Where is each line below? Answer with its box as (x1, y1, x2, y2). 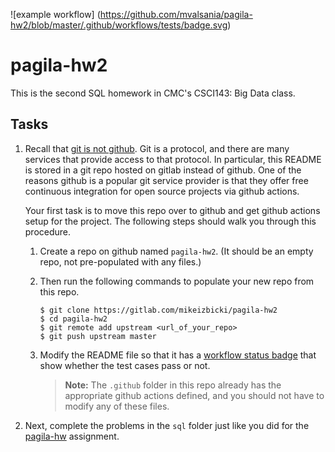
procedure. (24, 225, 72, 238)
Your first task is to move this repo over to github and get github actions (24, 204, 321, 216)
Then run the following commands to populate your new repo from (39, 275, 315, 287)
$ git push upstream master (39, 331, 157, 341)
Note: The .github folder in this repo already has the (64, 379, 282, 391)
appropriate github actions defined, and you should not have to (64, 389, 325, 401)
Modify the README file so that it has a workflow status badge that (39, 349, 317, 361)
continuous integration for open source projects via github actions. (24, 185, 300, 197)
